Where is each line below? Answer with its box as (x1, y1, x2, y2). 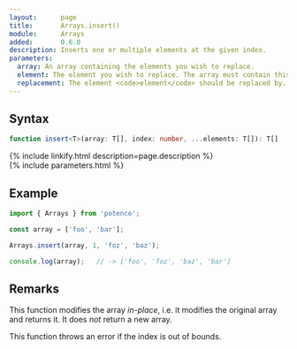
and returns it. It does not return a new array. (9, 315, 172, 325)
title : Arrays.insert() (9, 21, 121, 30)
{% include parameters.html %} (9, 160, 125, 171)
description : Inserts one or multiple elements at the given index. (9, 46, 267, 55)
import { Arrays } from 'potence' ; (9, 209, 141, 218)
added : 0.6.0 (9, 37, 81, 47)
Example (9, 186, 58, 201)
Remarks (9, 282, 60, 297)
